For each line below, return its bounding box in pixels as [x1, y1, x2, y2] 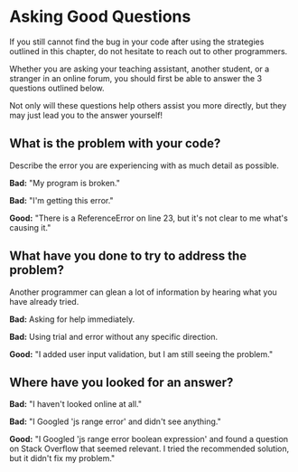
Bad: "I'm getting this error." [9, 194, 115, 205]
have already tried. [9, 296, 79, 307]
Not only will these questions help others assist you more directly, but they [9, 99, 287, 110]
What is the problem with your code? [9, 136, 221, 151]
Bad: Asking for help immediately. [9, 314, 135, 325]
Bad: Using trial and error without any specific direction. [9, 331, 219, 342]
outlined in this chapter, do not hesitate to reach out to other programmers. [9, 45, 288, 56]
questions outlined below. [9, 82, 106, 93]
